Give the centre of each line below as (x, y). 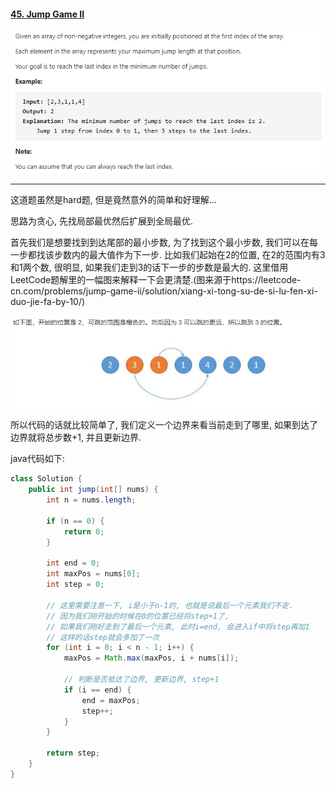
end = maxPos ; (111, 700)
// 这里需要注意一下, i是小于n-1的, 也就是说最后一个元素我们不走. (170, 605)
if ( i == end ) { (97, 690)
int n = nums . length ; (91, 500)
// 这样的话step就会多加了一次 (103, 637)
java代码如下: (37, 459)
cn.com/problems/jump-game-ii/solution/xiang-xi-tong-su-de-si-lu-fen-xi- (164, 291)
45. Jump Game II (47, 14)
